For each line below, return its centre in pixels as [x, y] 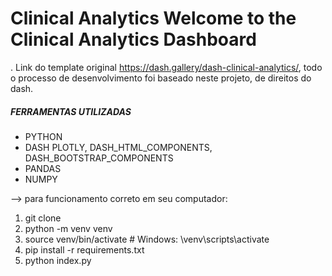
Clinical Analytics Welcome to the [153, 18]
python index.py [58, 260]
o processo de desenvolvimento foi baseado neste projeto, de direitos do [161, 78]
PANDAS [43, 168]
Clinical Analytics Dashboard [133, 39]
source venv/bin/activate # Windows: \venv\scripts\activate [147, 239]
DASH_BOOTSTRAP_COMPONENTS [99, 158]
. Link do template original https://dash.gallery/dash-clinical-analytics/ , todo [166, 67]
